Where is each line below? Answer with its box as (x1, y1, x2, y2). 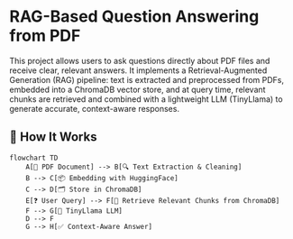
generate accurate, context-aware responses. (9, 103, 180, 114)
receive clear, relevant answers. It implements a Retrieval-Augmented (9, 65, 268, 76)
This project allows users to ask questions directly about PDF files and (9, 55, 270, 66)
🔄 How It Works (9, 129, 97, 145)
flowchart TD (9, 153, 59, 162)
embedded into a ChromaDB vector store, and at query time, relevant (9, 84, 266, 95)
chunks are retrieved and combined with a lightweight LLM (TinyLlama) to (9, 93, 283, 105)
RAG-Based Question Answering (9, 6, 260, 27)
